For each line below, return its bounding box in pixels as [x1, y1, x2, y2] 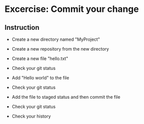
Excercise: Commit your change [4, 3, 139, 15]
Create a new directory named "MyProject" [11, 36, 100, 42]
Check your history [11, 113, 51, 119]
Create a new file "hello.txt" [11, 56, 68, 62]
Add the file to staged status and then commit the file [11, 94, 121, 100]
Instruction [4, 23, 40, 32]
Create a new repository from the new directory [11, 46, 109, 52]
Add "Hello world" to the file [11, 75, 70, 80]
